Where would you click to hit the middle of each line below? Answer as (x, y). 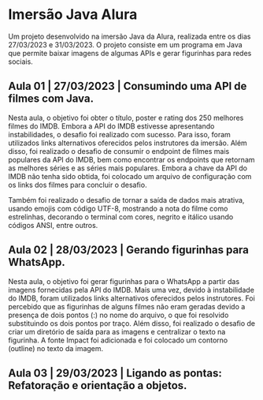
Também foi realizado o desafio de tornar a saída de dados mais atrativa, (126, 200)
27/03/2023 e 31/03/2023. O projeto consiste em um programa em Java (125, 44)
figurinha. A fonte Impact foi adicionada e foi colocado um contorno (118, 340)
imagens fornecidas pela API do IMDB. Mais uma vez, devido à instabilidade (131, 290)
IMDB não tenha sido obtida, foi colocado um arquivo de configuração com (130, 176)
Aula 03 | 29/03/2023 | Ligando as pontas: (115, 373)
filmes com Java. (51, 99)
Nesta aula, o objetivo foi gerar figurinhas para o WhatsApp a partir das (124, 281)
